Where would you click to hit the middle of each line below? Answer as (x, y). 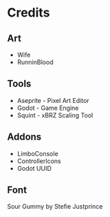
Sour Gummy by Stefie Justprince (55, 207)
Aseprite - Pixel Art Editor (53, 100)
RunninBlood (35, 62)
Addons (24, 137)
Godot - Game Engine (48, 108)
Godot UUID (34, 168)
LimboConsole (37, 153)
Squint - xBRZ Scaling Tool (55, 115)
